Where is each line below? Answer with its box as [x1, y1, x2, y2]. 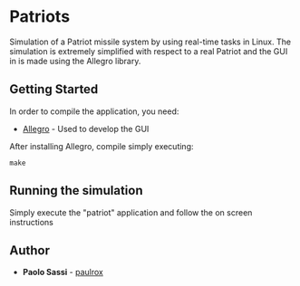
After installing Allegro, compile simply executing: [9, 140, 194, 151]
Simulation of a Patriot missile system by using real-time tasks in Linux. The [9, 36, 292, 47]
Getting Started [9, 81, 99, 97]
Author [9, 243, 50, 258]
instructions [9, 216, 54, 227]
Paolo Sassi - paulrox [22, 267, 104, 278]
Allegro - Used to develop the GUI [22, 123, 150, 134]
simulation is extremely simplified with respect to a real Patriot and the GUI [9, 45, 288, 56]
